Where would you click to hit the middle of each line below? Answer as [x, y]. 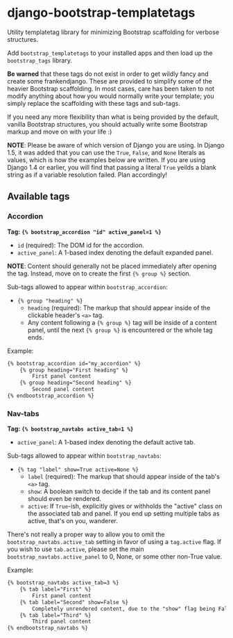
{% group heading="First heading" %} [74, 370]
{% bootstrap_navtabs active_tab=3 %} [63, 583]
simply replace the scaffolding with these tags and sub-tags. [94, 103]
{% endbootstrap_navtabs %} [48, 628]
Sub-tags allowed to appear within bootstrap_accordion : [87, 287]
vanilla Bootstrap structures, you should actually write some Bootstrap [107, 124]
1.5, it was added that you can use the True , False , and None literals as [106, 152]
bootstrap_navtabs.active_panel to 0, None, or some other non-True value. [115, 557]
